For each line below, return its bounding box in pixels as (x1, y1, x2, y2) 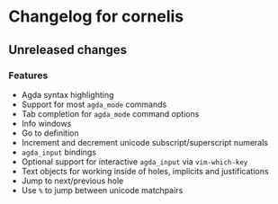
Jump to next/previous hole (21, 175, 124, 186)
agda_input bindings (21, 146, 96, 157)
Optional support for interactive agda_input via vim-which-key (21, 155, 248, 167)
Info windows (21, 118, 72, 129)
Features (8, 69, 49, 82)
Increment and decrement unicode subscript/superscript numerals (21, 137, 269, 147)
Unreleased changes (8, 42, 128, 58)
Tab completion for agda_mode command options (21, 108, 200, 119)
